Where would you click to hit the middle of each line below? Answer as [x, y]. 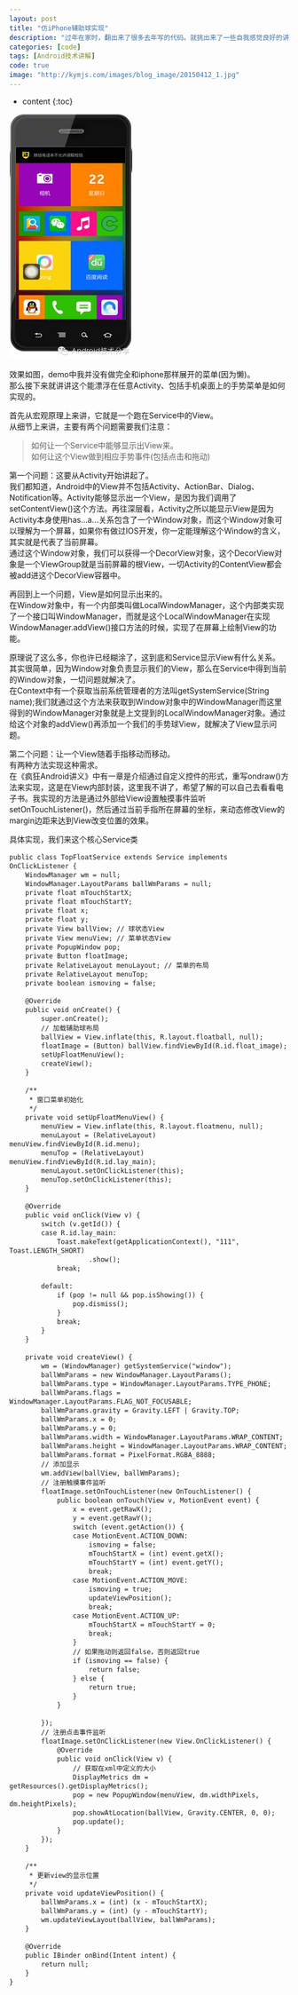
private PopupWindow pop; [73, 947]
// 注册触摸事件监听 [74, 1483]
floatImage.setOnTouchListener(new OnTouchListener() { [146, 1492]
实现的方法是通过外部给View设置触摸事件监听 [123, 798]
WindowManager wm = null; [73, 875]
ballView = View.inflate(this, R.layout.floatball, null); [153, 1037]
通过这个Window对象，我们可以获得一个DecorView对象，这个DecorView [142, 553]
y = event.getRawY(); [112, 1518]
